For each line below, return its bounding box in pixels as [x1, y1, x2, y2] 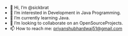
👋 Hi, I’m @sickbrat [9, 5, 49, 10]
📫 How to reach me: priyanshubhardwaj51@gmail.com [9, 26, 123, 31]
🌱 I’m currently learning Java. [9, 15, 70, 20]
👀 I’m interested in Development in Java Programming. [9, 10, 121, 16]
